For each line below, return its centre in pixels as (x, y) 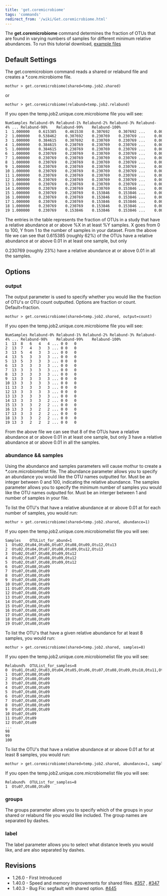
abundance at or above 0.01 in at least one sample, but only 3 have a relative (83, 437)
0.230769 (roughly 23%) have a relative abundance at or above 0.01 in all (80, 251)
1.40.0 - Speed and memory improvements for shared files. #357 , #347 (86, 883)
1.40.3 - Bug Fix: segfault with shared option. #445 (64, 888)
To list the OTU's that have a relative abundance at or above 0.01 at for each (83, 508)
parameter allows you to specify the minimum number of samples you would (83, 487)
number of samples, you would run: (42, 513)
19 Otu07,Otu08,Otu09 (28, 624)
